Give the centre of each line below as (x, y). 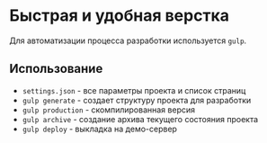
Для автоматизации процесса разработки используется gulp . (128, 40)
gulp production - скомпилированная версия (109, 110)
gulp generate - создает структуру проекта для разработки (137, 100)
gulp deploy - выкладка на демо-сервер (100, 129)
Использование (56, 69)
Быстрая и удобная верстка (119, 16)
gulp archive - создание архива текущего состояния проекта (140, 119)
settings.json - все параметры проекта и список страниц (134, 90)
